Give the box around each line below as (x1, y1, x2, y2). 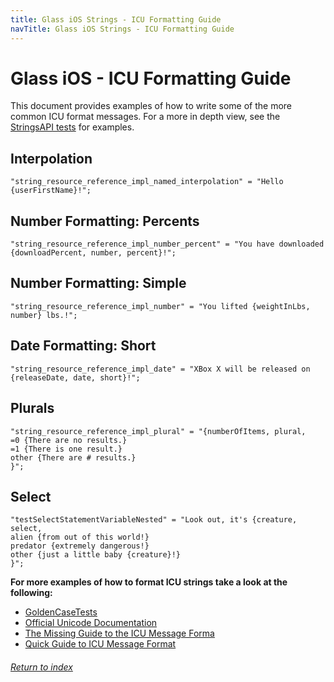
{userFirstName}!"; (10, 186, 92, 196)
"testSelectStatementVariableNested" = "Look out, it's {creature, (10, 515, 298, 525)
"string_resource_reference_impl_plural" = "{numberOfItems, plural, (10, 426, 307, 436)
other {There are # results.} (10, 452, 137, 463)
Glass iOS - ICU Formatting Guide (10, 67, 292, 90)
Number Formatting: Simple (10, 275, 187, 292)
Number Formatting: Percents (10, 212, 200, 230)
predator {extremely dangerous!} (10, 541, 150, 551)
